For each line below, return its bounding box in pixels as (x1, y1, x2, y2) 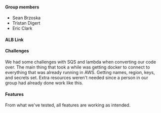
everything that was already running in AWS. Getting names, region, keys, (5, 70, 155, 75)
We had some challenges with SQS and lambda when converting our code (5, 59, 157, 65)
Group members (5, 4, 40, 10)
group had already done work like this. (5, 80, 83, 86)
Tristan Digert (12, 20, 40, 26)
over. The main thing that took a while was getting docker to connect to (5, 64, 150, 70)
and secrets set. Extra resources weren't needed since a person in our (5, 75, 148, 80)
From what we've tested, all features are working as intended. (5, 102, 131, 108)
